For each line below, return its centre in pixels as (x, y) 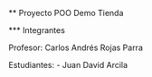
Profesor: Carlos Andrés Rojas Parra (76, 47)
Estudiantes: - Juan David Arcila (68, 65)
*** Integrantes (37, 30)
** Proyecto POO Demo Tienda (66, 13)
